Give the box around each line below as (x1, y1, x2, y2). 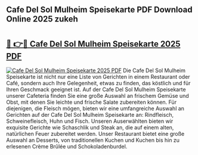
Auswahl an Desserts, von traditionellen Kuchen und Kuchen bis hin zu (6, 137, 180, 144)
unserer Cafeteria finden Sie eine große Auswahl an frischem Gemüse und (6, 92, 189, 99)
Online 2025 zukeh (6, 14, 79, 24)
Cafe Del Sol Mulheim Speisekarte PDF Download (6, 5, 193, 15)
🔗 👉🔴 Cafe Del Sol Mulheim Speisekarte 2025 (6, 39, 181, 49)
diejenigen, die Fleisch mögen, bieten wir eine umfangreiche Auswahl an (6, 105, 185, 112)
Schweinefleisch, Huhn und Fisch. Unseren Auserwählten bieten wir (6, 117, 174, 125)
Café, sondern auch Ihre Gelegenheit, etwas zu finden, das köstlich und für (6, 80, 191, 86)
